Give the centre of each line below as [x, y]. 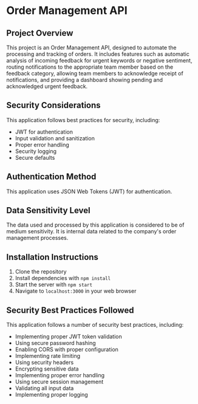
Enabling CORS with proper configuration [67, 349]
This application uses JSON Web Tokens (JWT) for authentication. [89, 191]
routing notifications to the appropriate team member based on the [90, 67]
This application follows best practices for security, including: [83, 120]
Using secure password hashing [55, 343]
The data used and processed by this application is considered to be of [95, 225]
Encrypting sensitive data [47, 369]
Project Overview [40, 33]
